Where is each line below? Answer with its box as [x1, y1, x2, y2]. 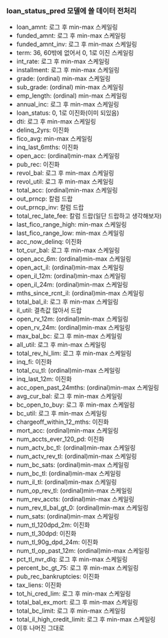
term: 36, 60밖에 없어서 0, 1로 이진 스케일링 [16, 49, 134, 57]
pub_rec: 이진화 [16, 160, 60, 169]
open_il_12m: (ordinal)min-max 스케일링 [16, 272, 126, 280]
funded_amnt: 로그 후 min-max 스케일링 [16, 32, 126, 40]
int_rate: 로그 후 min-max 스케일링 [16, 57, 110, 66]
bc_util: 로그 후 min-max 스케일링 [16, 409, 108, 418]
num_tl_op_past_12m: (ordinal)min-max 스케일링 [16, 547, 150, 555]
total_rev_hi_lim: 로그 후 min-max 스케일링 [16, 349, 132, 358]
